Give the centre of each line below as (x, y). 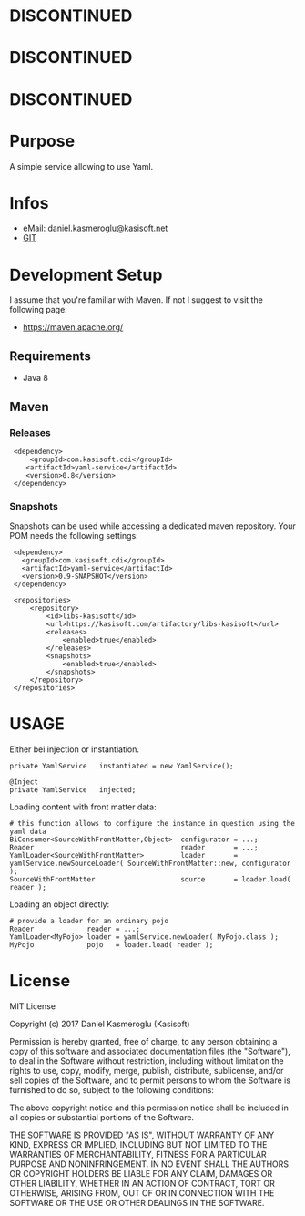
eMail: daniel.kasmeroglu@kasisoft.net (95, 228)
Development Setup (86, 275)
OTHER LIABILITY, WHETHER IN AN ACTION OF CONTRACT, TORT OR (142, 1184)
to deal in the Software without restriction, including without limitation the (147, 1061)
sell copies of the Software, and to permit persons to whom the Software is (150, 1080)
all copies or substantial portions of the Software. (102, 1118)
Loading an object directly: (60, 904)
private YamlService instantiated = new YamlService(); (122, 767)
